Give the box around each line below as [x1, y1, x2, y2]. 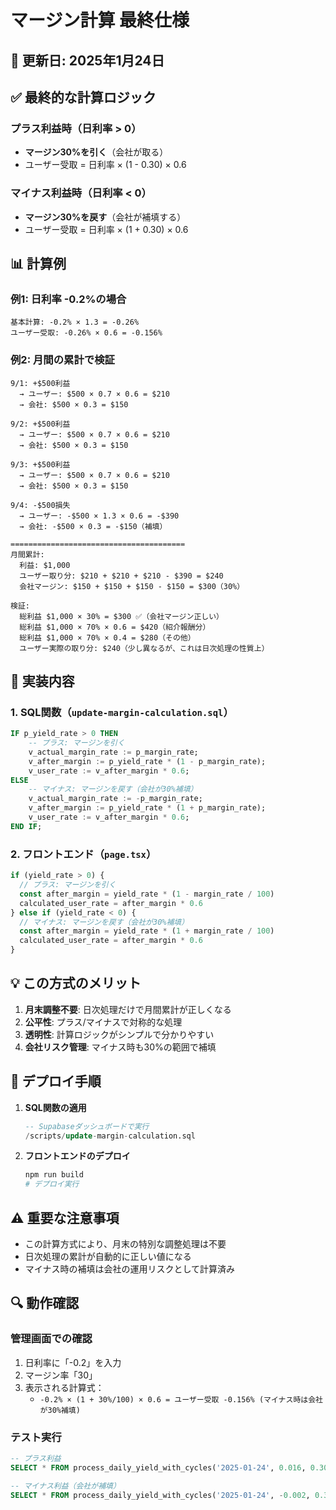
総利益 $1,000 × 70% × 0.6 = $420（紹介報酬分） [19, 622, 211, 632]
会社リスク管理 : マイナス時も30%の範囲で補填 [24, 1041, 217, 1053]
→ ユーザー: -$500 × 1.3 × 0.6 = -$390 [19, 511, 180, 521]
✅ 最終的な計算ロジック [10, 89, 157, 106]
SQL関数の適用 [24, 1101, 87, 1113]
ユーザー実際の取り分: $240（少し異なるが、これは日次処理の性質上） [19, 643, 270, 653]
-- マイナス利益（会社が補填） [10, 1481, 121, 1491]
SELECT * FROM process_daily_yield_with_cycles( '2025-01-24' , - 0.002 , [10, 1490, 311, 1500]
